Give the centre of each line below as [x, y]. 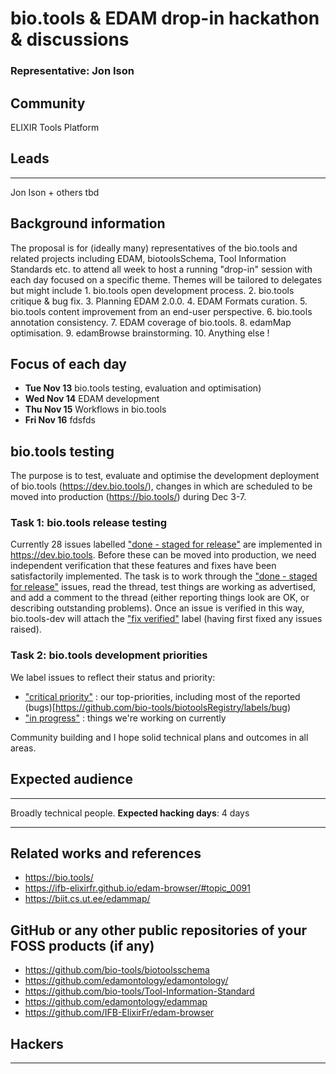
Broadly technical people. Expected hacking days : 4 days [130, 813]
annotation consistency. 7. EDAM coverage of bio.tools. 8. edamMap [151, 322]
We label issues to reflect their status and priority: [113, 677]
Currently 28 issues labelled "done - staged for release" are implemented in [166, 544]
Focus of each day [68, 363]
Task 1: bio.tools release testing [89, 523]
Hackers [37, 1043]
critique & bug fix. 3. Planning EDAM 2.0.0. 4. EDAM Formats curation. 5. [159, 301]
